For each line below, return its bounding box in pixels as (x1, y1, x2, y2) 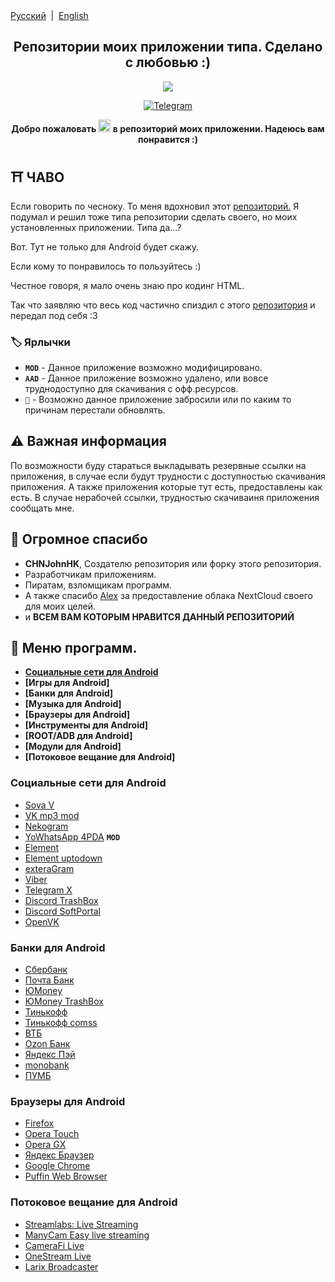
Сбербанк (24, 963, 68, 975)
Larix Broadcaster (24, 1260, 99, 1273)
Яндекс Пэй (24, 1048, 76, 1060)
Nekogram (24, 820, 69, 832)
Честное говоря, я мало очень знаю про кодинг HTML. (10, 279, 245, 291)
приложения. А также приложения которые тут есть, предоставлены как (10, 480, 323, 493)
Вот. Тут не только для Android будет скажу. (10, 240, 200, 253)
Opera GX (24, 1139, 67, 1151)
